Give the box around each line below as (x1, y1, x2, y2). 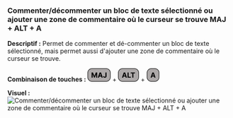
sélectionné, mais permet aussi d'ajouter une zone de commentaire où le (7, 47, 220, 55)
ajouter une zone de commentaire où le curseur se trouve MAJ (7, 14, 227, 24)
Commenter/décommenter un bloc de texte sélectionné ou (7, 6, 213, 16)
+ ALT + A (7, 23, 42, 33)
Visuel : (7, 89, 30, 98)
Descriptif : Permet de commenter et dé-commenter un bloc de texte (7, 40, 210, 48)
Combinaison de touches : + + (7, 75, 145, 83)
